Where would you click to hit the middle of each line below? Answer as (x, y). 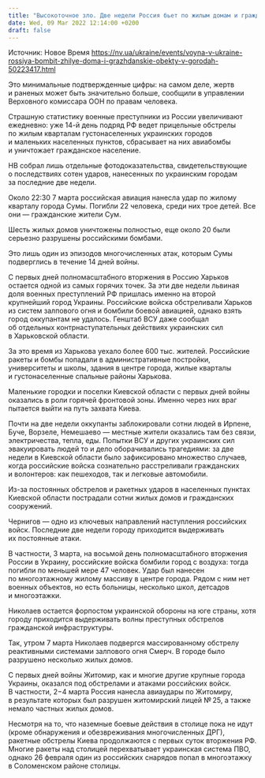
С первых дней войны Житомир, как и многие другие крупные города (127, 675)
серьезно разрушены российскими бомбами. (86, 239)
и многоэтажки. (35, 596)
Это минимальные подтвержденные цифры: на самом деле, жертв (121, 85)
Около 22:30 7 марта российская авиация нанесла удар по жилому (123, 197)
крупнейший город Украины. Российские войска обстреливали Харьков (130, 303)
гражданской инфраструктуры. (61, 628)
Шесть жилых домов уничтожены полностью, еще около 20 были (119, 230)
